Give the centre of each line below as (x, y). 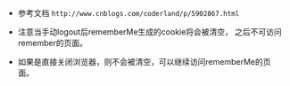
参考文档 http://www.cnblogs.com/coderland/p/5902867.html (128, 13)
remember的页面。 (52, 43)
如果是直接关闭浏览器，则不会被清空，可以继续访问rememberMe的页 (144, 62)
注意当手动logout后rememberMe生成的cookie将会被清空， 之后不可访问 (150, 32)
